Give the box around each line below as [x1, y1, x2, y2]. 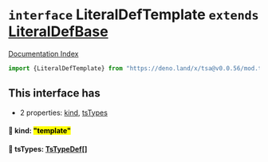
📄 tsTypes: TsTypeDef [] [8, 144, 88, 153]
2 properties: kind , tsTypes [19, 108, 108, 117]
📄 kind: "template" [8, 126, 72, 136]
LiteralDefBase [8, 22, 109, 41]
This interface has [8, 86, 101, 101]
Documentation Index [8, 49, 79, 58]
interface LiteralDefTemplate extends [8, 6, 259, 24]
